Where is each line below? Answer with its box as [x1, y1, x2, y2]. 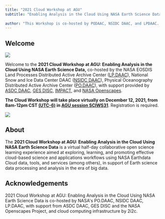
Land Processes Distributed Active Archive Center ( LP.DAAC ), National [5, 72, 148, 78]
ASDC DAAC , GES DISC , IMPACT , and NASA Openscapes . [5, 88, 123, 94]
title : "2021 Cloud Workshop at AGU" [5, 7, 82, 12]
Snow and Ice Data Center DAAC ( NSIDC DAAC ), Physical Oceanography [5, 77, 153, 83]
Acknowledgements [5, 179, 68, 188]
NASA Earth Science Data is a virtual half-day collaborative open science [5, 144, 154, 150]
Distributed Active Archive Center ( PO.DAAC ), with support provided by [5, 82, 150, 89]
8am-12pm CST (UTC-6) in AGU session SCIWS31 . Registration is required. [5, 102, 159, 108]
